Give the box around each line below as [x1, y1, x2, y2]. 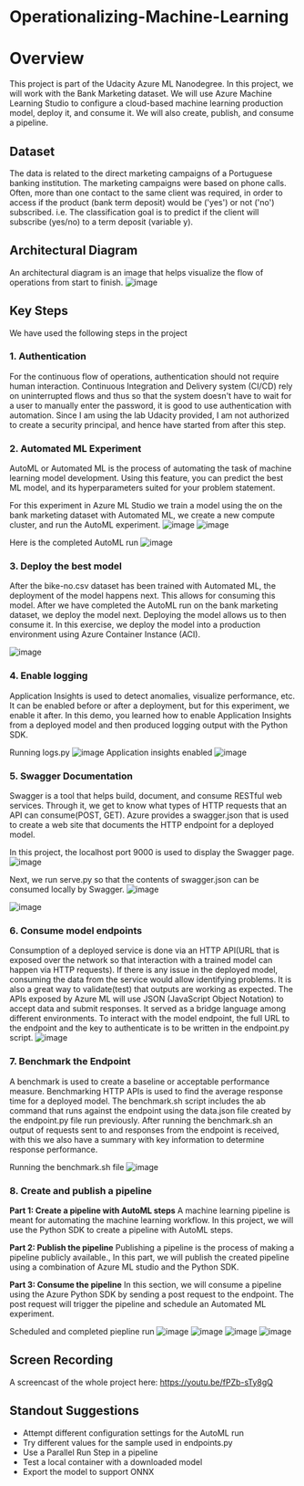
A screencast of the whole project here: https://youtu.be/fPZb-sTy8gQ [9, 1376, 274, 1387]
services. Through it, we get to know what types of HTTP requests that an [9, 801, 287, 811]
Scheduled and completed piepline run [9, 1325, 155, 1336]
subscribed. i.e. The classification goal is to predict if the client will [9, 206, 259, 217]
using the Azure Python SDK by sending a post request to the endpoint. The [9, 1289, 294, 1300]
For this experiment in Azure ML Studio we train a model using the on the [9, 500, 283, 511]
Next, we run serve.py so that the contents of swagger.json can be [9, 874, 259, 885]
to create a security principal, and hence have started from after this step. [9, 419, 287, 430]
